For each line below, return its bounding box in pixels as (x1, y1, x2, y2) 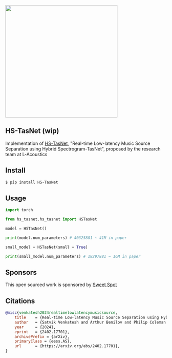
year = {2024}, (14, 324, 56, 330)
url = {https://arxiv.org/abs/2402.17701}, (14, 344, 120, 349)
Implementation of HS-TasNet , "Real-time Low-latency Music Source (5, 140, 150, 146)
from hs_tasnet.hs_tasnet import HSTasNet (5, 217, 97, 222)
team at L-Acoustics (5, 151, 48, 157)
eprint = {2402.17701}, (14, 329, 70, 334)
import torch (5, 208, 33, 213)
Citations (5, 296, 35, 305)
